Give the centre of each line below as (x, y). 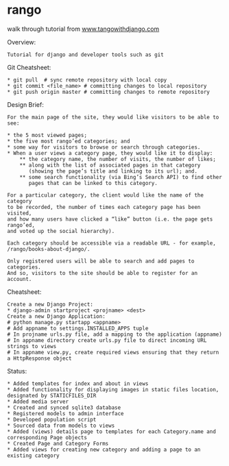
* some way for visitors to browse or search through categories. (104, 147)
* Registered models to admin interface (66, 413)
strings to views (32, 346)
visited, (20, 213)
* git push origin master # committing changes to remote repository (109, 92)
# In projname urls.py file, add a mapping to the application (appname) (115, 334)
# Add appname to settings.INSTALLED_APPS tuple (78, 328)
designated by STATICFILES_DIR (52, 395)
